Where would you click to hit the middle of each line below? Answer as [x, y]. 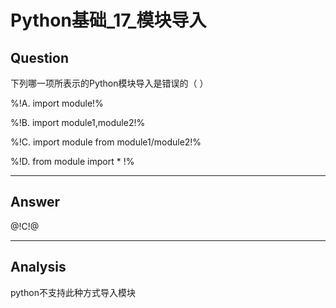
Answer [35, 202]
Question [39, 57]
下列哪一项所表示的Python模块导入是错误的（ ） [109, 83]
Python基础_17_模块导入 [108, 20]
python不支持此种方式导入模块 [73, 292]
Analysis [38, 267]
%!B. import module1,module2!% [78, 122]
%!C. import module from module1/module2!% [106, 142]
